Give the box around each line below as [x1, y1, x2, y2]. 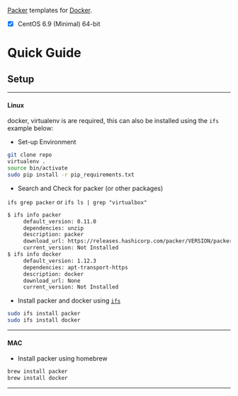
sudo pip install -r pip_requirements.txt [7, 171, 135, 178]
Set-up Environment [17, 138, 76, 146]
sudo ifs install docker [7, 317, 81, 324]
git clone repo [7, 151, 52, 158]
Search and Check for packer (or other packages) [17, 184, 164, 192]
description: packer [23, 231, 84, 238]
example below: [7, 124, 54, 133]
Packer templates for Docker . [7, 6, 93, 14]
